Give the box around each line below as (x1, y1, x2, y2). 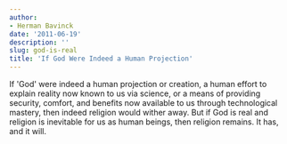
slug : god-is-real (9, 46, 78, 55)
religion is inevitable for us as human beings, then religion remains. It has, (9, 116, 279, 127)
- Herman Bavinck (9, 21, 74, 30)
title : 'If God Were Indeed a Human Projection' (9, 54, 193, 63)
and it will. (9, 126, 47, 136)
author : (9, 12, 38, 22)
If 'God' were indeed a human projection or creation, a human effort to (9, 79, 267, 89)
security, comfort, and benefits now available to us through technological (9, 98, 278, 108)
